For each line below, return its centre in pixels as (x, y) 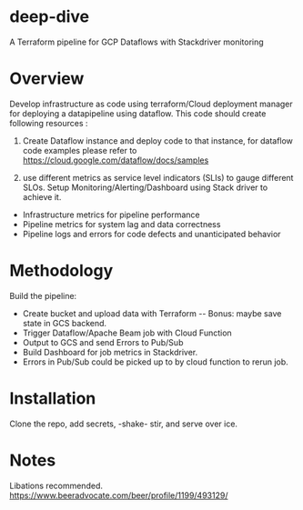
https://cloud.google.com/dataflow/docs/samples (116, 160)
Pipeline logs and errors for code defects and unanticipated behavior (151, 234)
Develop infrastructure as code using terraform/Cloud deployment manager (151, 104)
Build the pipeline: (43, 295)
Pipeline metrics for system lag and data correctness (121, 224)
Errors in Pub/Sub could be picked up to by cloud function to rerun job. (155, 362)
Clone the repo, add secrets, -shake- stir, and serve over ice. (124, 424)
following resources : (49, 123)
